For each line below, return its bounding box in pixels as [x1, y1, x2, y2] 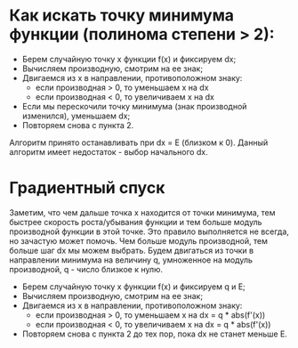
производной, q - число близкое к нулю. [9, 263, 163, 274]
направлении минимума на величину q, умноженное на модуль [9, 255, 254, 265]
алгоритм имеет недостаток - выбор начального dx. [9, 146, 208, 157]
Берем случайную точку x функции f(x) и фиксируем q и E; [21, 281, 246, 292]
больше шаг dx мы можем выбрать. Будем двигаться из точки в [9, 245, 254, 255]
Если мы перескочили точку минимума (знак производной [21, 101, 247, 111]
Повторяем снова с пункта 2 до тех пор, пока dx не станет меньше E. [21, 328, 287, 339]
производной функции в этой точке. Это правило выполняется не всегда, [9, 226, 289, 237]
